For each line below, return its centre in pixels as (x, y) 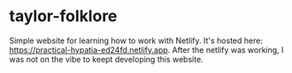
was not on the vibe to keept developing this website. (106, 59)
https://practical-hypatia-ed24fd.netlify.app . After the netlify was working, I (146, 49)
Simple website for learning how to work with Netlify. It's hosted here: (136, 40)
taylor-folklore (63, 16)
